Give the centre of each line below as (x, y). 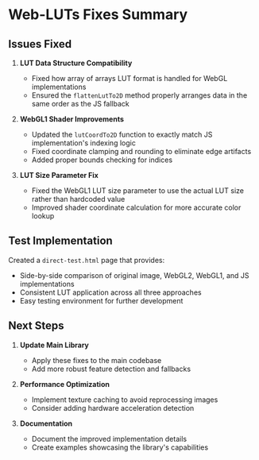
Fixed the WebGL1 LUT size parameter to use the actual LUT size (138, 191)
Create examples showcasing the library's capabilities (120, 447)
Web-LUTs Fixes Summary (98, 15)
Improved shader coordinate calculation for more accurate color (136, 207)
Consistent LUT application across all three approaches (110, 292)
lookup (43, 216)
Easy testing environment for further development (101, 300)
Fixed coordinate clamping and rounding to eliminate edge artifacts (141, 151)
